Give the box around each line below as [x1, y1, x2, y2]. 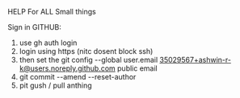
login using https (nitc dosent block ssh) [19, 47, 154, 55]
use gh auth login [19, 38, 78, 47]
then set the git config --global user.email [19, 55, 158, 64]
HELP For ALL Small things [7, 7, 96, 16]
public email [117, 63, 158, 73]
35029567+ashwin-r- [159, 55, 232, 64]
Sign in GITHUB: [7, 22, 62, 31]
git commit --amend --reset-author [19, 72, 137, 81]
